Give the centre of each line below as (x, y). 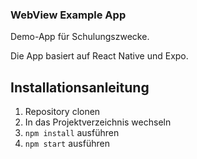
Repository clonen (62, 112)
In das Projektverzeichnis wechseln (98, 122)
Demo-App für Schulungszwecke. (80, 37)
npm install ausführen (72, 133)
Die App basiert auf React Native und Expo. (99, 56)
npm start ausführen (67, 144)
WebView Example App (68, 15)
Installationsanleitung (80, 87)
